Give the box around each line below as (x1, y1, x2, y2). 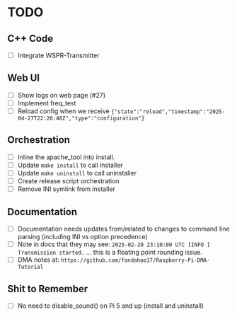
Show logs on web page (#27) (17, 91, 106, 99)
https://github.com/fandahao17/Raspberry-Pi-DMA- (61, 257, 210, 264)
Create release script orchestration (17, 177, 120, 185)
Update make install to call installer (17, 161, 123, 169)
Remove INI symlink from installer (17, 185, 115, 193)
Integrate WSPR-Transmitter (17, 51, 100, 59)
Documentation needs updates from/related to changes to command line (17, 224, 230, 233)
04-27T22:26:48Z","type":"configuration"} (17, 115, 145, 122)
